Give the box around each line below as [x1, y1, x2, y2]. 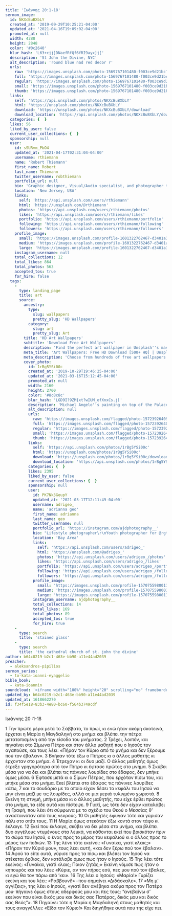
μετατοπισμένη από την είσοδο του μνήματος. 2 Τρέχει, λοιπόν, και [5, 736, 148, 743]
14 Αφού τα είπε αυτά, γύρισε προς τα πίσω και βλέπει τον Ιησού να [5, 851, 150, 857]
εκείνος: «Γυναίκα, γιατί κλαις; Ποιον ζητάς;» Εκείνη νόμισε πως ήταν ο [5, 861, 159, 867]
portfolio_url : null [14, 178, 58, 184]
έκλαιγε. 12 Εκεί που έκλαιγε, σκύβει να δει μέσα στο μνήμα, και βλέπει [5, 823, 158, 830]
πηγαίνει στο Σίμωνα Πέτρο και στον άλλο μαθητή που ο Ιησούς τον [5, 742, 151, 748]
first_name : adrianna [32, 511, 79, 517]
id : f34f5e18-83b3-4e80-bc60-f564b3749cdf [5, 702, 97, 707]
